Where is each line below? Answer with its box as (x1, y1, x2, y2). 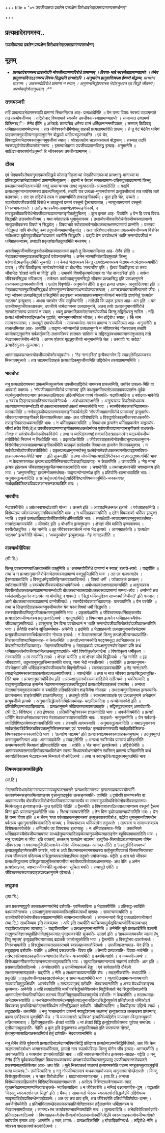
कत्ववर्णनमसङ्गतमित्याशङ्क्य (5, 792, 51, 798)
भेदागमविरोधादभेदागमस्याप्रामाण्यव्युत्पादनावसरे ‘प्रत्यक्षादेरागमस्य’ (5, 787, 100, 793)
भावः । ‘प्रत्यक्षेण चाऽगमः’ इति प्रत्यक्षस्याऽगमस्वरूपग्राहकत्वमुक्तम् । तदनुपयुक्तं (43, 731, 160, 737)
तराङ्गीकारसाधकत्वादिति (5, 420, 44, 426)
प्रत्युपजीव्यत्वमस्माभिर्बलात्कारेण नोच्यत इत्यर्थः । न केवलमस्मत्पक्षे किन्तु (5, 632, 112, 638)
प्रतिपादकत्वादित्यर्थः (5, 1112, 34, 1118)
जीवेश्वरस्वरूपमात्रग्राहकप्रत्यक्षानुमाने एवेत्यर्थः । (5, 870, 75, 876)
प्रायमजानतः (5, 692, 23, 698)
